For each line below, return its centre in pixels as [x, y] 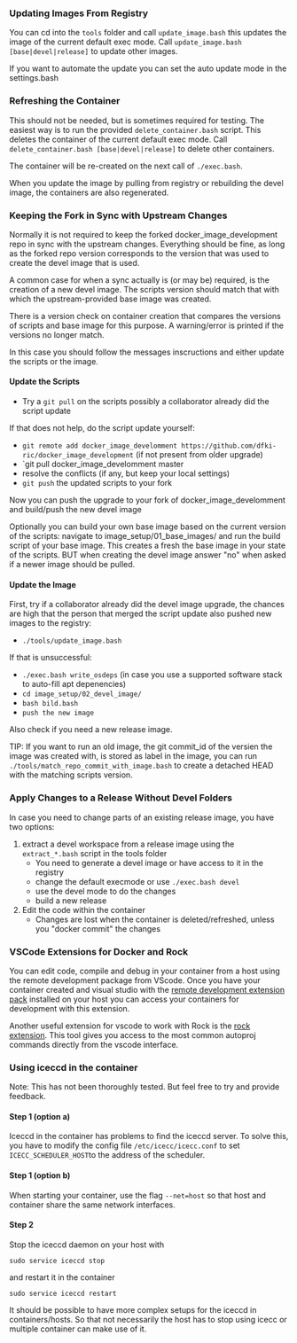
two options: [32, 826]
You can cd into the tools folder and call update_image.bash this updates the [148, 33]
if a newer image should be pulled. [72, 565]
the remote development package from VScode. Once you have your [135, 980]
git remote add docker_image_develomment [99, 446]
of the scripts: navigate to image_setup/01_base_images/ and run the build [145, 536]
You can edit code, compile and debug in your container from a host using [145, 971]
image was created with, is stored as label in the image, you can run [133, 756]
